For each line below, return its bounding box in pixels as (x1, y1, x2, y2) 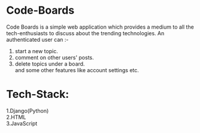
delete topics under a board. (14, 60, 85, 67)
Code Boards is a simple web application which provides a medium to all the (6, 23, 195, 30)
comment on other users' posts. (14, 54, 94, 61)
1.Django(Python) (6, 107, 49, 114)
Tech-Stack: (6, 88, 69, 101)
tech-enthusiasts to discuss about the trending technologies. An (6, 29, 165, 36)
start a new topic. (14, 47, 58, 54)
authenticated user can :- (6, 36, 69, 43)
